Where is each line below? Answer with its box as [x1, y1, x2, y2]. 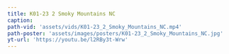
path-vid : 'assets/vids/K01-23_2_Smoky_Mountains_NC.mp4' [7, 23, 182, 30]
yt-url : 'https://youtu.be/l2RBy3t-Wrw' [7, 36, 129, 43]
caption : [7, 17, 33, 24]
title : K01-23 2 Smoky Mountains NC [7, 10, 116, 18]
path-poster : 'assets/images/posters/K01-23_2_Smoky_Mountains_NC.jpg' [7, 29, 223, 37]
